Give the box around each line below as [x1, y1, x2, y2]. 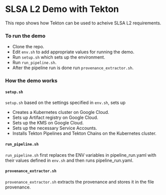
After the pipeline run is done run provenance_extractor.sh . [12, 65, 134, 71]
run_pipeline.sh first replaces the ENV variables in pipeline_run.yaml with [5, 152, 157, 158]
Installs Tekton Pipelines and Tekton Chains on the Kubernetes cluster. [12, 130, 157, 136]
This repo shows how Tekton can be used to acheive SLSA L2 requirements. [5, 20, 162, 26]
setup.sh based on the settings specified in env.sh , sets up [5, 99, 126, 105]
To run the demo [5, 32, 46, 39]
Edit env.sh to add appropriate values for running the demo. [12, 49, 135, 55]
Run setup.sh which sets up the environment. [12, 54, 105, 60]
